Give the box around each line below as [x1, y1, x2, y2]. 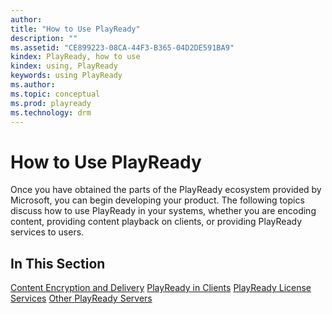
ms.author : [10, 80, 56, 90]
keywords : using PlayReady [10, 71, 123, 81]
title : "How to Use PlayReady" [10, 24, 141, 34]
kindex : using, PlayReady [10, 61, 118, 71]
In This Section [10, 255, 106, 272]
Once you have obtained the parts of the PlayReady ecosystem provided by [10, 184, 322, 196]
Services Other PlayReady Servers [10, 292, 153, 305]
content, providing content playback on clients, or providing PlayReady [10, 216, 303, 228]
